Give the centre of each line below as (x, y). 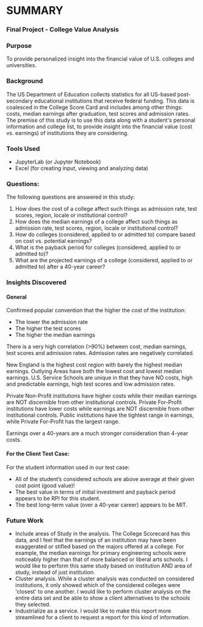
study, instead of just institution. (55, 572)
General (17, 297)
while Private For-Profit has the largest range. (63, 422)
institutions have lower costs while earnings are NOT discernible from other (101, 409)
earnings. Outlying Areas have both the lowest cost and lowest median (95, 371)
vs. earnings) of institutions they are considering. (68, 133)
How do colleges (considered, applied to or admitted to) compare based (105, 234)
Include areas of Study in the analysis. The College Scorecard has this (103, 533)
